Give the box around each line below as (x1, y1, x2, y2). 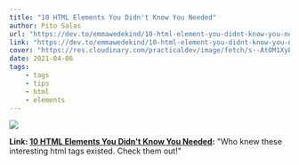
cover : (9, 46, 34, 55)
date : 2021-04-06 (9, 54, 74, 63)
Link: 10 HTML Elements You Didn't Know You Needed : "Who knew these (9, 137, 283, 147)
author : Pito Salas (9, 21, 82, 30)
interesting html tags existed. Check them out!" (9, 145, 182, 156)
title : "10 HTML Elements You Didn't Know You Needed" (9, 12, 217, 22)
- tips (25, 79, 50, 88)
